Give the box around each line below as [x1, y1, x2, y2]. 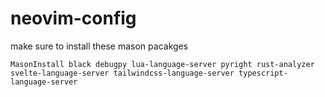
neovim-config [10, 7, 137, 30]
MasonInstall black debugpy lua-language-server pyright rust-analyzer [10, 59, 315, 69]
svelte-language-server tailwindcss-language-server [10, 68, 235, 78]
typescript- [238, 68, 288, 78]
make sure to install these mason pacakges [10, 40, 189, 52]
